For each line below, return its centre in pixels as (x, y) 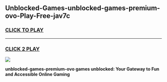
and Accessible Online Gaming (38, 74)
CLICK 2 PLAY (22, 49)
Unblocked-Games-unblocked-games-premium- (83, 8)
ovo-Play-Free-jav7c (38, 16)
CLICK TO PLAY (24, 30)
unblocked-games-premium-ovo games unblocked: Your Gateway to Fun (82, 69)
